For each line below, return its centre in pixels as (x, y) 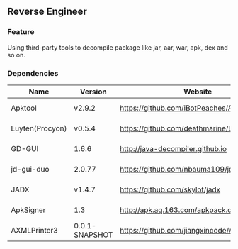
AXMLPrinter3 (34, 230)
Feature (21, 32)
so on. (17, 55)
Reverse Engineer (47, 12)
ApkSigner (28, 210)
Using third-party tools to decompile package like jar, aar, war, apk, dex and (118, 47)
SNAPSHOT (93, 235)
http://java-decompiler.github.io (173, 148)
